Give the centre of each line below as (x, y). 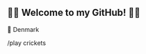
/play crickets (27, 43)
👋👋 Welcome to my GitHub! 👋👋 (74, 13)
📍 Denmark (23, 29)
